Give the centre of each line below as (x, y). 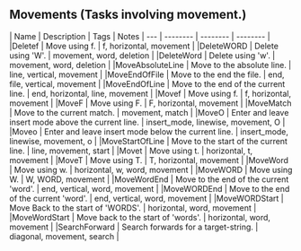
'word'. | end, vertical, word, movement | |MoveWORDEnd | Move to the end (150, 188)
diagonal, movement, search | (64, 236)
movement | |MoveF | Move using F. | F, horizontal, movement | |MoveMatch (150, 103)
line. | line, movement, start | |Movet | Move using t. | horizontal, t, (131, 151)
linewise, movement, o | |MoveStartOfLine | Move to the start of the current (148, 141)
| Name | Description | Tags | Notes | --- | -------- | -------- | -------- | (140, 36)
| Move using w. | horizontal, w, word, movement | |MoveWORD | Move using (151, 169)
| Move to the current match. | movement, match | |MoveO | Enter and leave (149, 112)
